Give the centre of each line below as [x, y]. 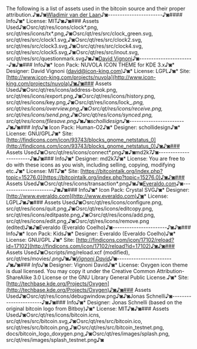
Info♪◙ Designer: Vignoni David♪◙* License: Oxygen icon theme [110, 265]
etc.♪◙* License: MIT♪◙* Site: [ [44, 171]
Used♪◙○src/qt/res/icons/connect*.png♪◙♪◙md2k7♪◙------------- [107, 152]
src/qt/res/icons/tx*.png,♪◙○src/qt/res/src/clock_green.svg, [80, 34]
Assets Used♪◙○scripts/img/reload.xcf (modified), [68, 252]
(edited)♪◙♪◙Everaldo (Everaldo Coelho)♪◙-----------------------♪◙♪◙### [98, 227]
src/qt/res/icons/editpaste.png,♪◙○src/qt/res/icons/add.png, [81, 215]
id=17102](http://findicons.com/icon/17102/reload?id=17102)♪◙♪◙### [91, 246]
